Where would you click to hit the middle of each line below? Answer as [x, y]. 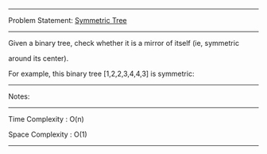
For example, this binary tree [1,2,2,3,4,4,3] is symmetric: [101, 73]
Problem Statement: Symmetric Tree [68, 20]
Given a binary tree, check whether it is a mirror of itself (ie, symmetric [124, 43]
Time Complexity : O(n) [46, 119]
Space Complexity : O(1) [48, 134]
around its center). [39, 58]
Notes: [19, 96]
